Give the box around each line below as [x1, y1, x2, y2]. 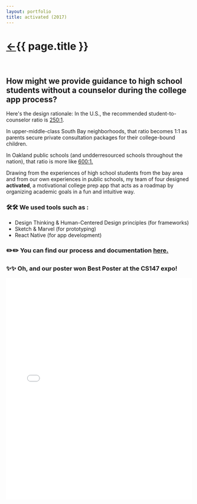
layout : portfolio [6, 8, 51, 15]
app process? [6, 94, 57, 104]
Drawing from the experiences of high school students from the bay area [6, 169, 183, 177]
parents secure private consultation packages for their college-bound [6, 134, 176, 141]
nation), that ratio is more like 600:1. [6, 158, 93, 165]
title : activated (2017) [6, 14, 67, 20]
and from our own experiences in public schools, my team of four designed [6, 176, 189, 183]
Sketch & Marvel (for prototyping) [14, 225, 96, 232]
